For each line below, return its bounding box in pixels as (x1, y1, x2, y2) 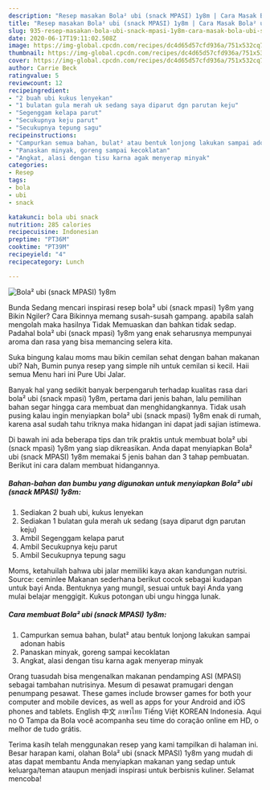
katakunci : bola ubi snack (8, 213, 99, 221)
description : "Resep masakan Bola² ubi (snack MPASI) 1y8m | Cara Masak (8, 11, 257, 20)
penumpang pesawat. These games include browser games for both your (8, 688, 252, 698)
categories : (8, 162, 48, 170)
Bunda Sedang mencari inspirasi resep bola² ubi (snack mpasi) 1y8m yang (8, 302, 255, 312)
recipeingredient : (8, 86, 70, 95)
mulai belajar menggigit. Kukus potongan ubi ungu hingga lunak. (8, 591, 221, 601)
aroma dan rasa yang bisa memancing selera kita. (8, 337, 173, 346)
